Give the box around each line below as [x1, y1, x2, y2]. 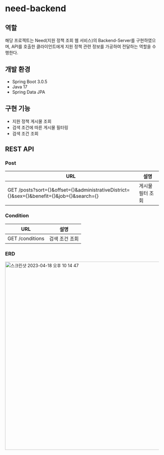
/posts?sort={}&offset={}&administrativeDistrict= [19, 187, 130, 194]
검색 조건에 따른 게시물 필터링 [12, 124, 68, 130]
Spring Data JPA [12, 89, 45, 95]
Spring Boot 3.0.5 [12, 79, 48, 85]
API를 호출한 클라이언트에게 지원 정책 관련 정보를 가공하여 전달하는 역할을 [11, 43, 151, 49]
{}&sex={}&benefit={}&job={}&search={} [7, 193, 99, 199]
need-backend [5, 3, 66, 14]
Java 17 [12, 84, 28, 89]
